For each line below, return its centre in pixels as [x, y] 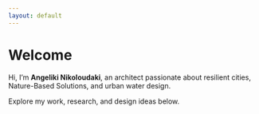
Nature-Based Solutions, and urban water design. [90, 85]
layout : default [35, 16]
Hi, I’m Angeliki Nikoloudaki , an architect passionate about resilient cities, [129, 77]
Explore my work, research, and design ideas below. [94, 101]
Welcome [40, 55]
